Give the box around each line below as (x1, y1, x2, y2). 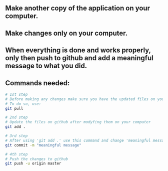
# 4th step (5, 151, 28, 157)
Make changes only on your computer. (5, 29, 128, 37)
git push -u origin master (5, 161, 61, 166)
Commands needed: (5, 79, 70, 87)
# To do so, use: (5, 101, 41, 106)
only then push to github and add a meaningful (5, 54, 153, 62)
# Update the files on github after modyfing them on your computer (5, 120, 151, 125)
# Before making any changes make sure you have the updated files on (5, 96, 155, 102)
